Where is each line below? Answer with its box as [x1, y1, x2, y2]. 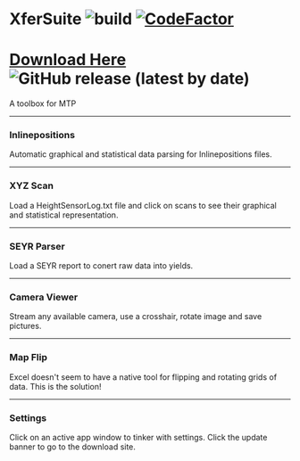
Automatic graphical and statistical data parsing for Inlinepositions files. [9, 149, 272, 160]
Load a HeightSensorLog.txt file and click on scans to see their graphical [9, 200, 277, 210]
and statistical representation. [9, 210, 119, 220]
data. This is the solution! [9, 381, 102, 391]
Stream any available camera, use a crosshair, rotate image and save [9, 311, 262, 322]
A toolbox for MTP [9, 98, 77, 109]
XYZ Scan [9, 179, 54, 192]
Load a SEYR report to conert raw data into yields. [9, 260, 194, 271]
